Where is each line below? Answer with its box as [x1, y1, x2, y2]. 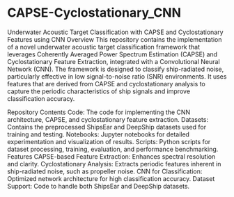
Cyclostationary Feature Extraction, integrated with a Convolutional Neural [7, 57, 221, 65]
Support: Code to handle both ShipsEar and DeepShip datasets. [7, 182, 190, 190]
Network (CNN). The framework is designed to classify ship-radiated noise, [7, 65, 224, 73]
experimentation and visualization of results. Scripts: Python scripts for [7, 137, 211, 145]
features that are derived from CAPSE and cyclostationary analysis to [7, 79, 205, 88]
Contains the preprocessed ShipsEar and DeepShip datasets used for [7, 123, 207, 131]
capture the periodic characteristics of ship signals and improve [7, 87, 190, 95]
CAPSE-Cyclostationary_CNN [7, 5, 182, 21]
